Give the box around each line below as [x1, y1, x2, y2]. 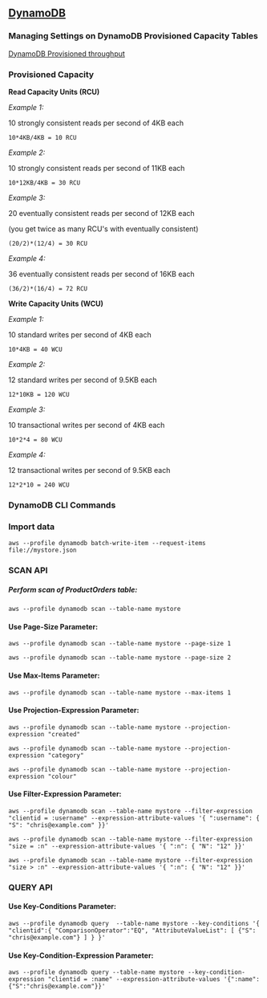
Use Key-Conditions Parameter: [8, 902, 116, 911]
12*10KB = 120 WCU [8, 390, 70, 398]
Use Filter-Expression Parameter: [8, 789, 122, 799]
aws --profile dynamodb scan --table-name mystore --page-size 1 [8, 640, 231, 648]
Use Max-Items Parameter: [8, 670, 100, 680]
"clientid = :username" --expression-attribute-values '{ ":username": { [8, 814, 261, 822]
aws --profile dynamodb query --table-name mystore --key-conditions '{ [8, 919, 261, 928]
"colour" [47, 772, 78, 780]
